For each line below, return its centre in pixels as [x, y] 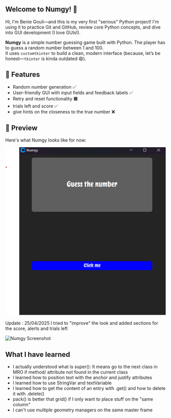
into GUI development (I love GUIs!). [43, 32]
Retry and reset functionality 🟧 [45, 99]
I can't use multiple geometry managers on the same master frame [82, 410]
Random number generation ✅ [45, 87]
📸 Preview [21, 128]
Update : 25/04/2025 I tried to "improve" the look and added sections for [82, 323]
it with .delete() [28, 394]
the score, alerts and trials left [37, 328]
